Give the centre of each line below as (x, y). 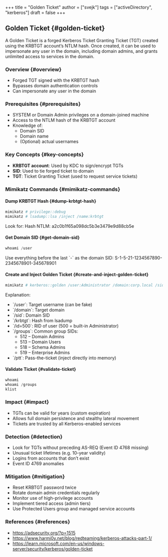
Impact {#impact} (27, 402)
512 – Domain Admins (42, 336)
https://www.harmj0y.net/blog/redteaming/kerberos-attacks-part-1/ (82, 538)
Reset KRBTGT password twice (44, 488)
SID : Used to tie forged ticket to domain (53, 171)
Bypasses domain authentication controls (55, 86)
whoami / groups (21, 384)
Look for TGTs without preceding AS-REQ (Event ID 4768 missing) (80, 448)
